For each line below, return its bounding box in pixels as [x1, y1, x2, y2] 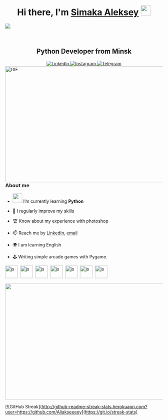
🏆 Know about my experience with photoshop [12, 218, 108, 224]
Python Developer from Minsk [36, 47, 131, 56]
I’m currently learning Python [23, 198, 84, 204]
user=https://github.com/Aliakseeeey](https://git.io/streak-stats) [5, 409, 138, 415]
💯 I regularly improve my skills [12, 208, 74, 214]
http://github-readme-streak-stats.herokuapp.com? [41, 404, 147, 410]
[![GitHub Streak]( [5, 404, 42, 410]
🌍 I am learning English [12, 242, 61, 248]
